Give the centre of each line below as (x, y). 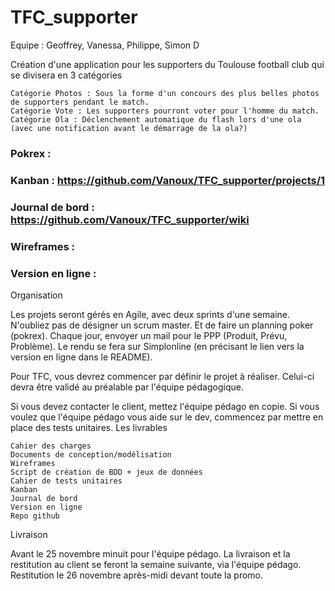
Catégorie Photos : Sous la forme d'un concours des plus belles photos (165, 93)
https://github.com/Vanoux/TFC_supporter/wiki (130, 219)
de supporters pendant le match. (80, 102)
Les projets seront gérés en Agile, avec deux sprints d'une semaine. (150, 314)
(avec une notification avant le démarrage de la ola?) (129, 128)
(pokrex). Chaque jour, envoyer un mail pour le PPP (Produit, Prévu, (149, 335)
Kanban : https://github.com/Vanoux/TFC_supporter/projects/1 (168, 180)
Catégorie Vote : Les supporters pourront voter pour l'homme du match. (165, 111)
